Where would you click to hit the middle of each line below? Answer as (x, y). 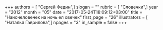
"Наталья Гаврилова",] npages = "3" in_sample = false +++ (66, 22)
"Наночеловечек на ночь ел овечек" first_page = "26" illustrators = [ (76, 17)
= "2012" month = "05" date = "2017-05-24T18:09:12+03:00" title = (74, 12)
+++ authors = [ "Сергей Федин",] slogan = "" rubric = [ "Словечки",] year (81, 7)
